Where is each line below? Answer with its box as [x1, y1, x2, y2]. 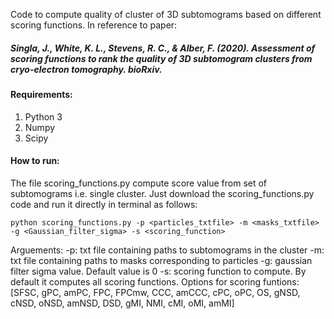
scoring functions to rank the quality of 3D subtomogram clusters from [10, 52, 313, 64]
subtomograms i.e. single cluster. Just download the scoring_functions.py [10, 187, 315, 199]
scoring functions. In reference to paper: [10, 19, 178, 31]
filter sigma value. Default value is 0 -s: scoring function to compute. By [10, 265, 307, 277]
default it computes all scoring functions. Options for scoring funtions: [10, 275, 300, 288]
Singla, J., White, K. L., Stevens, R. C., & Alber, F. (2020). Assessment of [10, 42, 316, 54]
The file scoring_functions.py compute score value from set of [10, 177, 268, 189]
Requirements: [10, 88, 73, 100]
